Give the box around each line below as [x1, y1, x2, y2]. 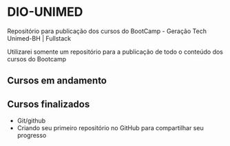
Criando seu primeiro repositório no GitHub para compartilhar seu [17, 124, 205, 132]
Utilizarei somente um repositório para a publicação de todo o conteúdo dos [7, 48, 224, 56]
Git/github [17, 116, 46, 125]
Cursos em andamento [7, 75, 107, 87]
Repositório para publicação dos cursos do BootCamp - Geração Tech [7, 27, 207, 35]
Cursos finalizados [7, 98, 90, 110]
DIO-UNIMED [7, 4, 83, 20]
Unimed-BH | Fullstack [7, 34, 72, 42]
